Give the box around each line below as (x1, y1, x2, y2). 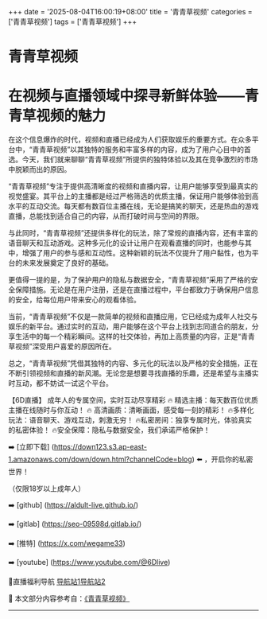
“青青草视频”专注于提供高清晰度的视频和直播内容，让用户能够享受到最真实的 (8, 181, 258, 191)
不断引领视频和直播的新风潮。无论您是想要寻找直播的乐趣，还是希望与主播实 (8, 368, 259, 378)
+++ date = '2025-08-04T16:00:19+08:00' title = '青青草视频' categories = (8, 7, 253, 16)
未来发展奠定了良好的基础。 (21, 258, 113, 268)
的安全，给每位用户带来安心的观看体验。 (8, 295, 141, 305)
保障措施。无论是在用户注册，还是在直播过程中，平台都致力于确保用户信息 (14, 285, 259, 294)
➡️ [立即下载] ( (8, 442, 54, 452)
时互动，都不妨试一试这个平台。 (8, 379, 113, 388)
